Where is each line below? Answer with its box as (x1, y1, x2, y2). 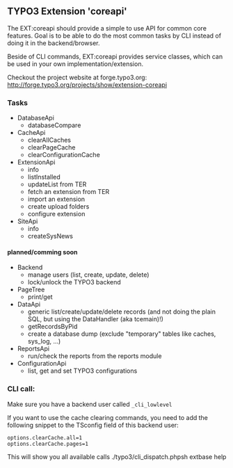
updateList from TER (27, 180, 87, 188)
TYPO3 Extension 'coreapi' (7, 6, 127, 17)
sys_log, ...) (27, 337, 61, 346)
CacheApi (17, 129, 46, 137)
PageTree (17, 285, 45, 294)
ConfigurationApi (17, 360, 67, 368)
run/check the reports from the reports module (27, 352, 162, 360)
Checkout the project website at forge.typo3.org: (7, 73, 147, 81)
